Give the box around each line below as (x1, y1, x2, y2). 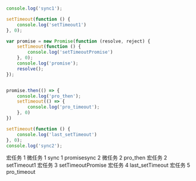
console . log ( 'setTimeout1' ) (17, 22, 86, 27)
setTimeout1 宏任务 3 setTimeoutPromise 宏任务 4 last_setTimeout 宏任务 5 (6, 162, 191, 169)
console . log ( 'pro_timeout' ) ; (27, 104, 100, 111)
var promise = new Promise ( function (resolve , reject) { (6, 38, 151, 44)
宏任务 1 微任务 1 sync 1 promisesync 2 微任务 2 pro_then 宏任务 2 (6, 154, 167, 161)
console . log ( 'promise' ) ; (17, 60, 79, 66)
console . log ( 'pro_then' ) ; (17, 93, 82, 99)
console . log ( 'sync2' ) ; (6, 143, 63, 149)
